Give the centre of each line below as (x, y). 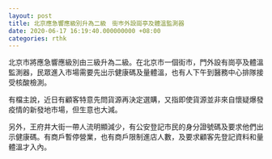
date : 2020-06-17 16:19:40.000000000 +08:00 (85, 31)
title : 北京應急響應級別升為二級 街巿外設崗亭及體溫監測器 (96, 23)
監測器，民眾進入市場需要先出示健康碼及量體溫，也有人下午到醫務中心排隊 (132, 73)
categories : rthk (38, 38)
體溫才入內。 (30, 147)
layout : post (30, 16)
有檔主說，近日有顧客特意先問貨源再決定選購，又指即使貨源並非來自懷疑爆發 (136, 100)
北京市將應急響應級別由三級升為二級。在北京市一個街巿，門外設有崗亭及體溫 (136, 62)
